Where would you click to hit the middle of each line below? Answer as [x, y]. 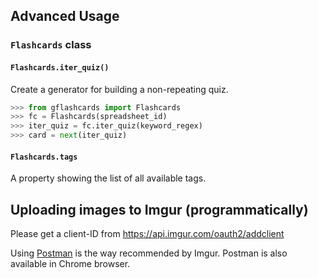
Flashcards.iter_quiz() [60, 67]
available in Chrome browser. [70, 264]
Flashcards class [51, 45]
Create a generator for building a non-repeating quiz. [119, 89]
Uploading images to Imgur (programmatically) [159, 209]
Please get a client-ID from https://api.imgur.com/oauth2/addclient [147, 234]
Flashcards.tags [44, 157]
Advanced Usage [65, 16]
